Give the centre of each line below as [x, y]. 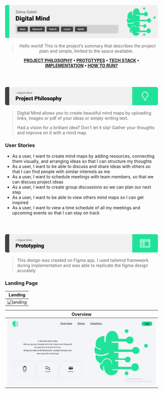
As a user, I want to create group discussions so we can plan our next [81, 187]
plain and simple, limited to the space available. [86, 51]
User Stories [20, 145]
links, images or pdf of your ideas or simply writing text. [73, 118]
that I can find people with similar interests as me [61, 171]
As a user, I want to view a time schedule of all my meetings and [76, 207]
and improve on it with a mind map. [52, 133]
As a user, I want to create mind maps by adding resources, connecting [83, 156]
